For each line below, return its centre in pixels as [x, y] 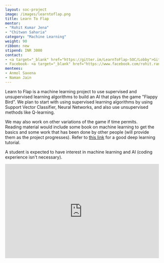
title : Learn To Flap [27, 19]
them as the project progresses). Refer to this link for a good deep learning [80, 137]
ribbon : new [17, 46]
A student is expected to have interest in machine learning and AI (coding [79, 152]
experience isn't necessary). [34, 157]
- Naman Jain [18, 78]
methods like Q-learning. [30, 112]
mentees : [14, 69]
